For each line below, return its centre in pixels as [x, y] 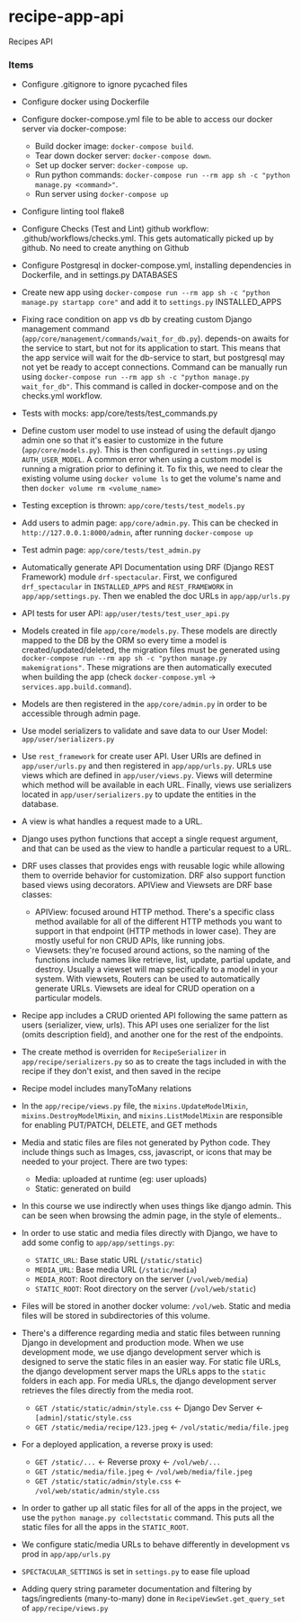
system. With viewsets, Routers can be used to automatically [147, 979]
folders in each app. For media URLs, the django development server [149, 1381]
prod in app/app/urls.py [66, 1555]
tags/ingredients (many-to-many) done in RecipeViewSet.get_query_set [153, 1599]
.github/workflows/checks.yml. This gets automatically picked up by [148, 238]
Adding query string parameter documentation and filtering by [137, 1589]
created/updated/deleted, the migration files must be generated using [150, 650]
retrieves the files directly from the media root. [107, 1391]
